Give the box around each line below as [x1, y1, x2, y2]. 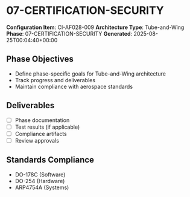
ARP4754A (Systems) [14, 184, 69, 191]
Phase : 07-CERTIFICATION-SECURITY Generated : [6, 30, 133, 37]
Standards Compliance [6, 155, 95, 165]
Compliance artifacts [14, 130, 68, 137]
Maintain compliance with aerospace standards [14, 83, 133, 90]
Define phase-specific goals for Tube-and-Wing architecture [14, 70, 166, 77]
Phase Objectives [6, 54, 74, 64]
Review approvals [14, 137, 59, 144]
